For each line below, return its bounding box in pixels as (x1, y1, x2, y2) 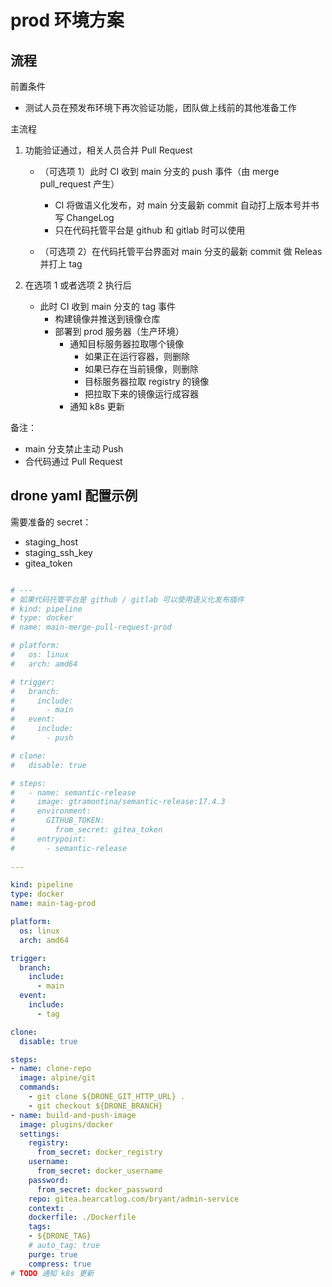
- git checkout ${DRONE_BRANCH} (28, 1101, 163, 1111)
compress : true (28, 1259, 92, 1269)
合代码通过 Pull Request (24, 456, 123, 467)
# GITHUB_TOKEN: (10, 816, 105, 826)
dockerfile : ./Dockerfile (28, 1212, 137, 1223)
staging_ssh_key (24, 546, 93, 558)
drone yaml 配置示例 (10, 487, 138, 505)
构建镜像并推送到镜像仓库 (54, 313, 161, 325)
